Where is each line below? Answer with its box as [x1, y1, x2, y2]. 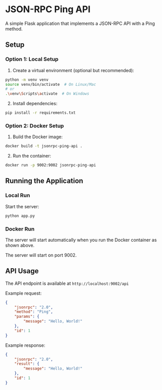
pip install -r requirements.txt [5, 110, 76, 115]
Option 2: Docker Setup [5, 122, 64, 129]
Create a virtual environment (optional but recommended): [12, 67, 134, 73]
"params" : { [14, 314, 39, 319]
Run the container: [12, 153, 52, 159]
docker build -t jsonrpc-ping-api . [5, 144, 83, 149]
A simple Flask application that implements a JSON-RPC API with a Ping [5, 20, 155, 26]
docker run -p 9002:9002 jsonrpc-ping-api [5, 162, 96, 168]
